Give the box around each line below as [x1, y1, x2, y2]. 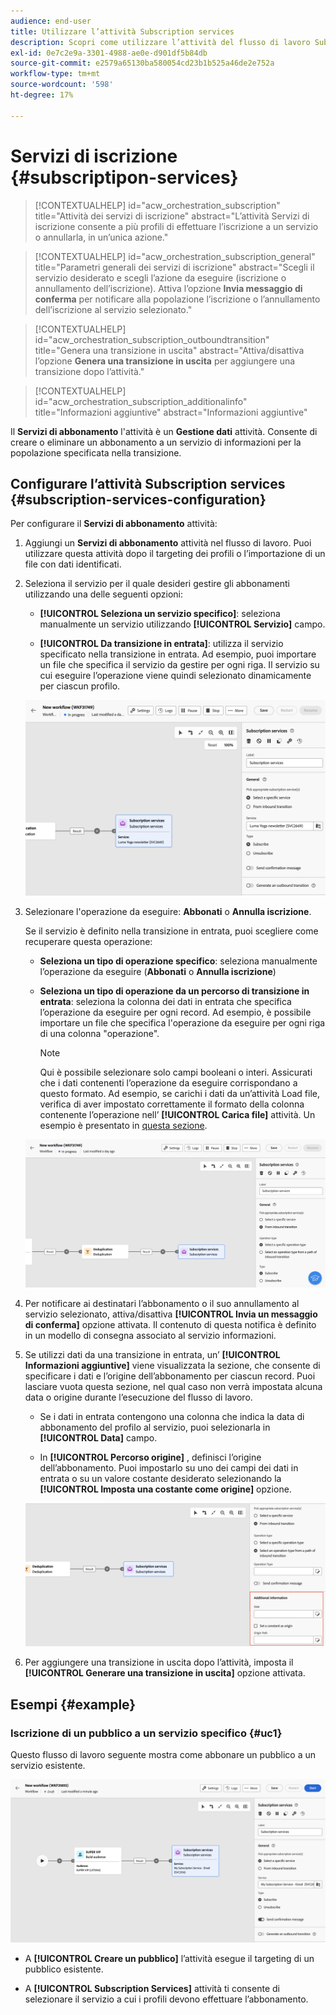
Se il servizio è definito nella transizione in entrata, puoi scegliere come [24, 925, 319, 937]
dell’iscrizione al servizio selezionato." [34, 303, 193, 315]
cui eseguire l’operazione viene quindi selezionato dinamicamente [39, 670, 312, 682]
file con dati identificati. [24, 558, 122, 570]
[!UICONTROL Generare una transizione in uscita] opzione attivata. [24, 1667, 306, 1679]
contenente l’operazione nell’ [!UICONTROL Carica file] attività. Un [39, 1108, 316, 1120]
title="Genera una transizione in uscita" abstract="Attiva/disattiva [34, 344, 305, 356]
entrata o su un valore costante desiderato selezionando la [39, 1473, 282, 1485]
